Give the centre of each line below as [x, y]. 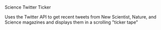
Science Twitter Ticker [28, 7]
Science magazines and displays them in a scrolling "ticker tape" [71, 22]
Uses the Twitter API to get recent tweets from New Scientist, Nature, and [80, 17]
